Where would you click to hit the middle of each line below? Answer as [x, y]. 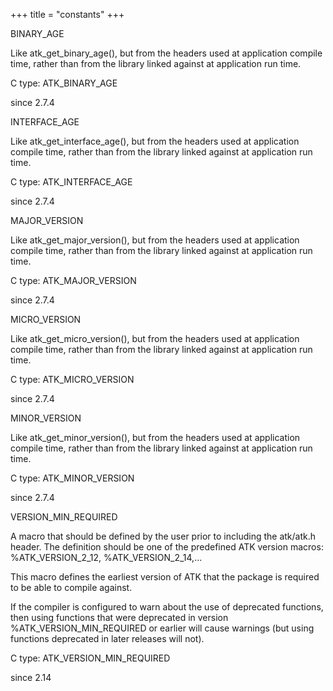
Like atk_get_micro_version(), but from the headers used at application [155, 338]
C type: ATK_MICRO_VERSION [72, 379]
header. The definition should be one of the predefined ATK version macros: [167, 547]
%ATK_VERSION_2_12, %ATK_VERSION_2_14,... [106, 557]
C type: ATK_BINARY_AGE [64, 83]
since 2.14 [31, 677]
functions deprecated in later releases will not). [107, 638]
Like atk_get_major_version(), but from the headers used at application [155, 240]
